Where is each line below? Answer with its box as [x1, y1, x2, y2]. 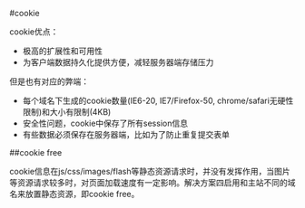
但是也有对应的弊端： [9, 76, 89, 87]
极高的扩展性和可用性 [22, 45, 103, 56]
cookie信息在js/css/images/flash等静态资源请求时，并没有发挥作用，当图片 [9, 166, 290, 176]
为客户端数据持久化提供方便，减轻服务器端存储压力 [22, 57, 214, 67]
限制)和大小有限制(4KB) [22, 107, 112, 117]
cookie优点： [9, 26, 59, 37]
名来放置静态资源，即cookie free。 [9, 189, 140, 199]
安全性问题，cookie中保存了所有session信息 [22, 118, 189, 128]
